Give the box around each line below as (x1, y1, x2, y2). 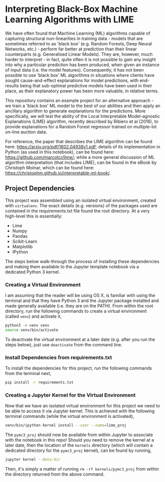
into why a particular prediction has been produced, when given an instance (5, 62, 160, 68)
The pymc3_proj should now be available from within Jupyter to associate (5, 432, 153, 438)
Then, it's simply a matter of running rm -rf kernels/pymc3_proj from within (5, 466, 159, 472)
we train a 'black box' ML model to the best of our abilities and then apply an (5, 103, 161, 109)
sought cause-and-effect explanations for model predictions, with (5, 77, 139, 83)
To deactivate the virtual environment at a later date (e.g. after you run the (5, 336, 155, 342)
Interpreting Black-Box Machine (5, 3, 138, 15)
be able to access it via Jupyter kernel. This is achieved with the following (5, 408, 155, 414)
